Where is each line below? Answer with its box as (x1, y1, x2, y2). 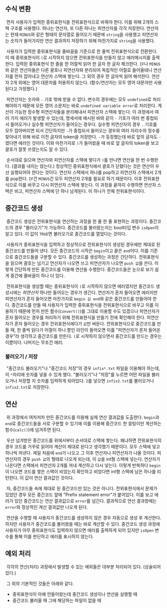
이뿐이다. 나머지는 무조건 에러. (5, 339, 64, 345)
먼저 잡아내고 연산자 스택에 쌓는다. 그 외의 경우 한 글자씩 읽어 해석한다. (14, 73, 151, 79)
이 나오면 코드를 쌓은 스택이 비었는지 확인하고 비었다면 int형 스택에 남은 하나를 (5, 468, 156, 474)
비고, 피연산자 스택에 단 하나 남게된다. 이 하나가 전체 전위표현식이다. (14, 188, 146, 194)
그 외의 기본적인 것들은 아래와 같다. (6, 581, 74, 587)
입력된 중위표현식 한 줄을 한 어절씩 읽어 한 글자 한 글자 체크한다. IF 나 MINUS (15, 60, 161, 66)
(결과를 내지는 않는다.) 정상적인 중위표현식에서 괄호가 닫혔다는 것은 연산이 (11, 163, 154, 169)
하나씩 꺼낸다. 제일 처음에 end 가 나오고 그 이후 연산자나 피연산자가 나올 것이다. (5, 450, 157, 456)
